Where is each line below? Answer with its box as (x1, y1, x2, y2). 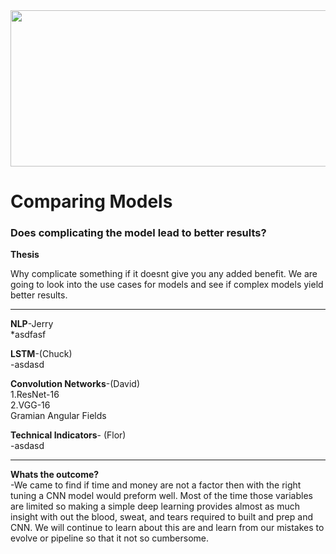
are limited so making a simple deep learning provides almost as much (10, 500, 300, 513)
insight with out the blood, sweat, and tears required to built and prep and (10, 511, 313, 523)
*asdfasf (10, 329, 47, 341)
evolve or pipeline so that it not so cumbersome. (10, 532, 210, 544)
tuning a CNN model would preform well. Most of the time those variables (10, 490, 313, 502)
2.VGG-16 (10, 399, 51, 411)
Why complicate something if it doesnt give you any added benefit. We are (10, 268, 318, 280)
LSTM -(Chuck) (10, 348, 73, 360)
